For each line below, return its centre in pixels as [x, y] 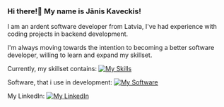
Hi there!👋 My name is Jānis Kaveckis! [74, 11]
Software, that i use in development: [60, 82]
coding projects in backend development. [68, 34]
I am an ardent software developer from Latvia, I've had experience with [112, 27]
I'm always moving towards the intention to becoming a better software [111, 48]
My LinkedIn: [26, 96]
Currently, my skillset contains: [52, 69]
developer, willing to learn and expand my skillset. [80, 55]
